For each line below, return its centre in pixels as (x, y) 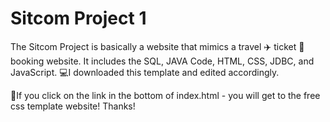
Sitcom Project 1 (78, 18)
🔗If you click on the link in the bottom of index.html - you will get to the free (165, 95)
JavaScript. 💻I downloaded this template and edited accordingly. (145, 72)
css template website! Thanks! (73, 106)
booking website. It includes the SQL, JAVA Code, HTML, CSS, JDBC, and (162, 61)
